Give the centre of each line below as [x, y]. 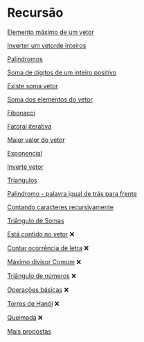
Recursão [35, 13]
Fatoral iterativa [29, 126]
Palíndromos [25, 59]
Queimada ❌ [25, 317]
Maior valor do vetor [36, 140]
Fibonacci [21, 113]
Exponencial [25, 153]
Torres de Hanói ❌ [33, 303]
